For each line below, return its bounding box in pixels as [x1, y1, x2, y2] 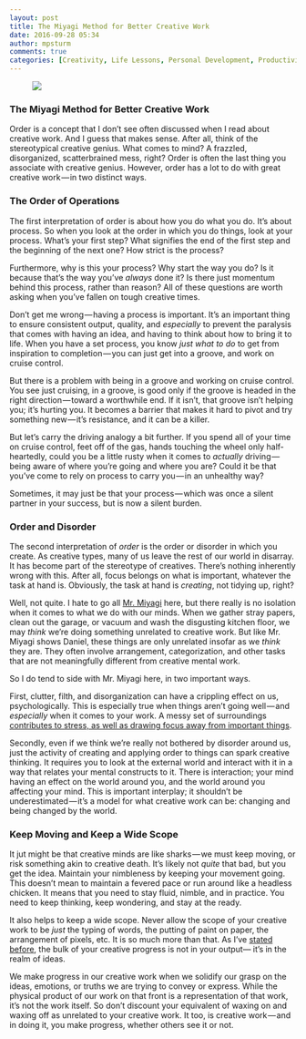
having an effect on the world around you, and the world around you [9, 776, 266, 787]
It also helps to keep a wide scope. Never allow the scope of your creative [9, 915, 287, 926]
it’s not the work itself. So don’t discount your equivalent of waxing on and [9, 1000, 288, 1012]
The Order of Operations [9, 195, 120, 208]
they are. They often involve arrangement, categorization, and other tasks [9, 645, 286, 656]
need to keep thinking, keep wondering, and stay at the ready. [9, 897, 242, 908]
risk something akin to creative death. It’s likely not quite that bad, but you [9, 859, 287, 869]
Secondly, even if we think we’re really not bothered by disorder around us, [9, 737, 291, 748]
